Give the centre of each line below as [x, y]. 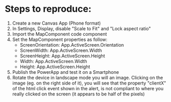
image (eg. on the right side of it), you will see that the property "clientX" [89, 83]
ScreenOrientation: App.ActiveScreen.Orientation [72, 45]
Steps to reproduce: [48, 9]
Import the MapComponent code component [60, 34]
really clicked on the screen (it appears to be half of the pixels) [78, 94]
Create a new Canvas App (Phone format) [56, 23]
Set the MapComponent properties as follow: [60, 39]
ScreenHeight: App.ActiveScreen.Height [62, 56]
